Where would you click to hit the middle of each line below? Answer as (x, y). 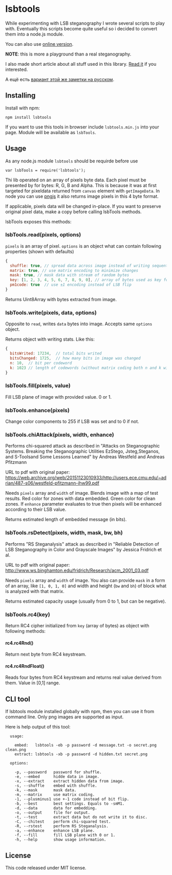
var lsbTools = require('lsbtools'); (46, 170)
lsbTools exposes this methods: (38, 221)
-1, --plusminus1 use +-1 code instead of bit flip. (72, 799)
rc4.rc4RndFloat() (25, 666)
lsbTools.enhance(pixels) (38, 410)
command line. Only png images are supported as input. (64, 717)
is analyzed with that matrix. (35, 591)
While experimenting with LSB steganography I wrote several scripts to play (85, 23)
